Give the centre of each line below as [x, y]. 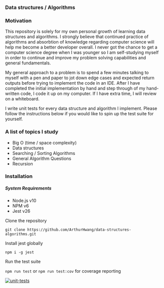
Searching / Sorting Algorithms [44, 153]
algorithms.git [21, 234]
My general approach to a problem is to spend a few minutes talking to [77, 73]
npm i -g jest [20, 252]
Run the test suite [23, 262]
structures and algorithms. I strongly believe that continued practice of [77, 37]
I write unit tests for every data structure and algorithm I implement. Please [81, 108]
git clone [15, 230]
